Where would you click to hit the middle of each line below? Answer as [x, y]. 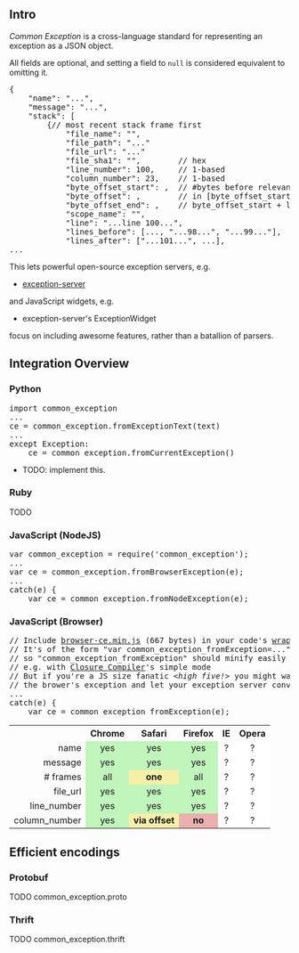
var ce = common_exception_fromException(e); [129, 712]
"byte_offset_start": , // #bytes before [159, 187]
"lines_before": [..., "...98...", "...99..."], [174, 232]
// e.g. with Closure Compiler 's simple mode [110, 668]
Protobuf [29, 877]
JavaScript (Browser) [57, 622]
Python [25, 389]
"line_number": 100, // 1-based [145, 169]
